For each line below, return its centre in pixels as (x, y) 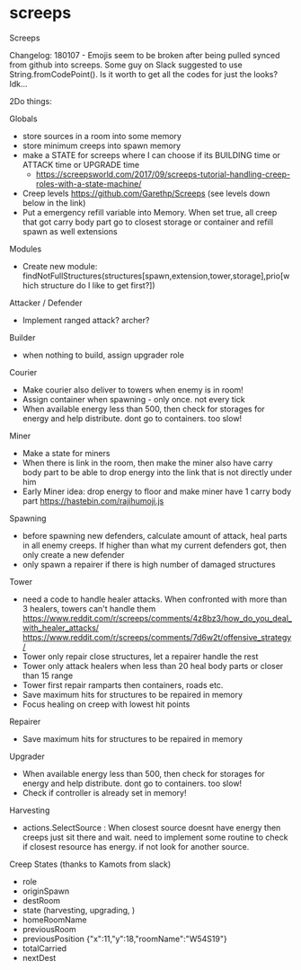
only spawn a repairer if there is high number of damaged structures (149, 564)
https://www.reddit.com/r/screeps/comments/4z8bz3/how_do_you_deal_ (157, 618)
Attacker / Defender (46, 303)
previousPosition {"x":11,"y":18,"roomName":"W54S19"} (124, 939)
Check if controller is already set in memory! (104, 792)
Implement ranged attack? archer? (86, 320)
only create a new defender (73, 554)
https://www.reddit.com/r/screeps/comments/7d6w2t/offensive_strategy (157, 637)
